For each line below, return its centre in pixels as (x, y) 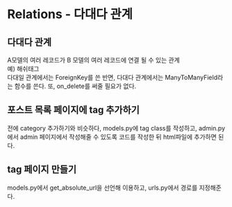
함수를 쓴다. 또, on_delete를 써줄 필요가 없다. (75, 86)
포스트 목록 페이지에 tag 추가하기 (74, 110)
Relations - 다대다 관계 (70, 14)
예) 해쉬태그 (23, 69)
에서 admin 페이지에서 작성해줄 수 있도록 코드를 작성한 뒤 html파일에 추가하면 (112, 137)
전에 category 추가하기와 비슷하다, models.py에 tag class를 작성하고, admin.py (116, 128)
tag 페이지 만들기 (42, 170)
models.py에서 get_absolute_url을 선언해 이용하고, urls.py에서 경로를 (102, 188)
